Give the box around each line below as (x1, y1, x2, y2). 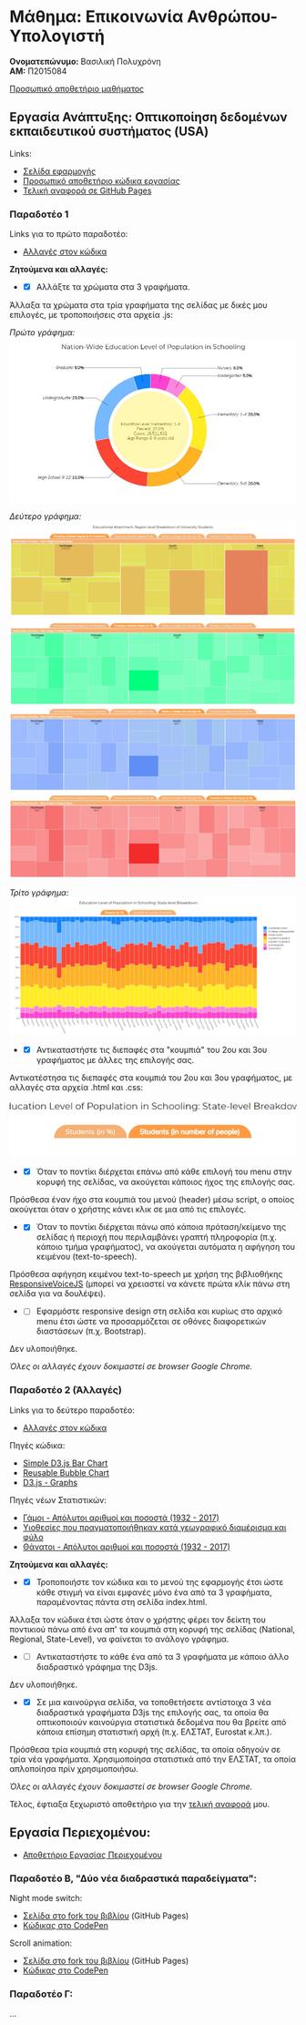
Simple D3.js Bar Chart (22, 1457, 108, 1468)
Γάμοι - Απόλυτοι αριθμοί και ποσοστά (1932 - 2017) (22, 1512, 220, 1523)
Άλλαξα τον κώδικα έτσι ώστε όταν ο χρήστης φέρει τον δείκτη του (9, 1614, 266, 1625)
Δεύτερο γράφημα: (9, 510, 82, 521)
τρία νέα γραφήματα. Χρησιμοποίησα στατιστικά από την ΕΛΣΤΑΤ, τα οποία (9, 1754, 297, 1764)
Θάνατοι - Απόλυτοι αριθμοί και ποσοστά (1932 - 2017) (22, 1541, 230, 1552)
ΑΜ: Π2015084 (9, 66, 67, 77)
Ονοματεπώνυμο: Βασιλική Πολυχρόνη (9, 56, 161, 66)
